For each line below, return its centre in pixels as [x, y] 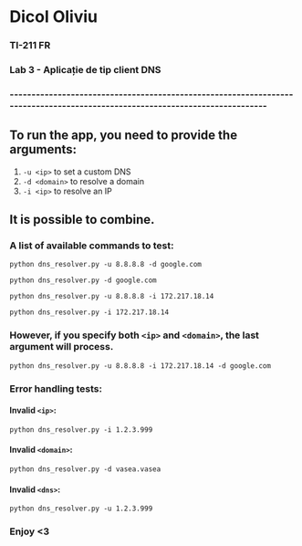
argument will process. [62, 347]
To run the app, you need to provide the [124, 136]
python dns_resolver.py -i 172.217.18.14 [89, 312]
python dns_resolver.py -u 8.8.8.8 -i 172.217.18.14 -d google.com [141, 366]
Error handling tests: [56, 388]
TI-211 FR [30, 46]
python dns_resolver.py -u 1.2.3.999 [81, 509]
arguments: [43, 149]
